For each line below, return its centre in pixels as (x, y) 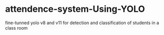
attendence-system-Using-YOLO (75, 9)
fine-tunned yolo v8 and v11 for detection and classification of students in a (82, 23)
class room (17, 28)
